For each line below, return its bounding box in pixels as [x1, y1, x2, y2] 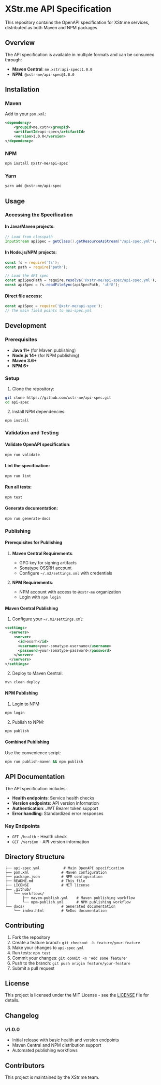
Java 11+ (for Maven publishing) [12, 347, 76, 353]
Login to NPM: [12, 701, 41, 707]
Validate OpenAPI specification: [5, 441, 71, 447]
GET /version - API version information [12, 839, 89, 845]
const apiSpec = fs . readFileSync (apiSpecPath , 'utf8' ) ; [5, 283, 120, 288]
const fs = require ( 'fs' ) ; [5, 260, 59, 265]
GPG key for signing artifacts [19, 559, 77, 565]
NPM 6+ [12, 363, 29, 369]
